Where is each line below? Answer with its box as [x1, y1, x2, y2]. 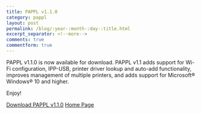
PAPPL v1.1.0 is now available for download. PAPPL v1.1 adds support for [6, 58, 185, 66]
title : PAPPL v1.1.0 [6, 8, 58, 15]
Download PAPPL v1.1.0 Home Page [6, 101, 94, 108]
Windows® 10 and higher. [6, 77, 69, 85]
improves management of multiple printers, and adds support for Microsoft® [6, 71, 196, 79]
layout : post [6, 20, 39, 26]
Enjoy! [6, 89, 22, 97]
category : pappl [6, 14, 47, 20]
